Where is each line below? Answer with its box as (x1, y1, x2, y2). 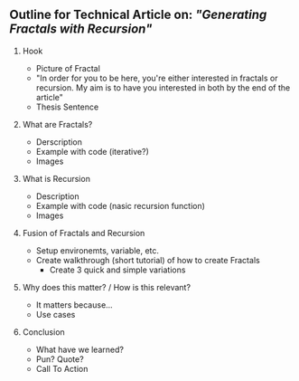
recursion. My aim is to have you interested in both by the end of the (35, 81, 291, 93)
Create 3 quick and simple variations (49, 264, 186, 275)
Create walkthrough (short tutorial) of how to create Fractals (35, 254, 260, 265)
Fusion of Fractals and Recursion (22, 227, 145, 238)
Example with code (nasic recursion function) (35, 200, 206, 211)
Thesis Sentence (35, 101, 99, 112)
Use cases (35, 309, 76, 319)
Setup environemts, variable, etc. (35, 244, 160, 256)
